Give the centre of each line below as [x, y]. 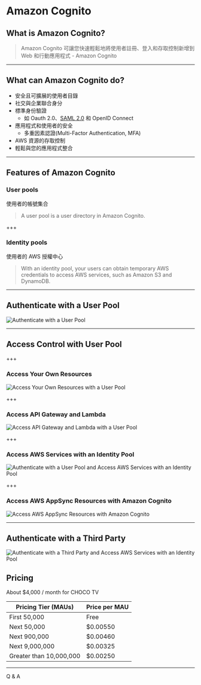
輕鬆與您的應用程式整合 [44, 148]
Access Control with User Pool [64, 344]
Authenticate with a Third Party [66, 538]
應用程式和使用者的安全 [44, 125]
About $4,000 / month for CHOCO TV [53, 592]
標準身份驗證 [31, 110]
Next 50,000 [27, 627]
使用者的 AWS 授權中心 [35, 256]
